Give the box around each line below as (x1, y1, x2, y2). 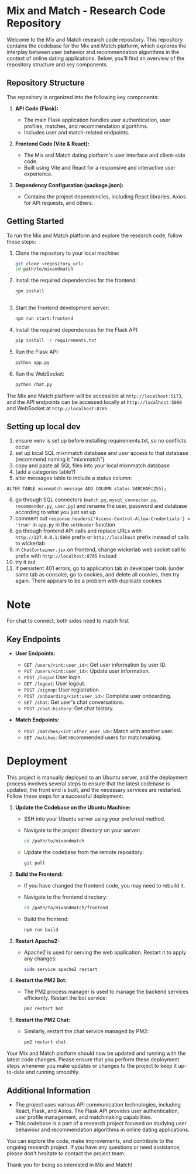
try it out (15, 559, 36, 566)
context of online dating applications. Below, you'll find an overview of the (6, 55, 185, 62)
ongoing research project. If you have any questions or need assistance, (6, 1143, 181, 1151)
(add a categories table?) (15, 468, 76, 475)
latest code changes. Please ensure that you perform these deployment (6, 1056, 180, 1063)
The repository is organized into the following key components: (6, 93, 159, 100)
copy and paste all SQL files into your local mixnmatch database (15, 462, 170, 469)
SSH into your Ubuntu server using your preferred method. (23, 815, 166, 822)
